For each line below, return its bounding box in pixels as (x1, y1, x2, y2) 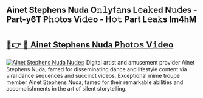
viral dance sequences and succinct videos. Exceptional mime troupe (6, 72, 181, 79)
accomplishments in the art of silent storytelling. (6, 85, 127, 92)
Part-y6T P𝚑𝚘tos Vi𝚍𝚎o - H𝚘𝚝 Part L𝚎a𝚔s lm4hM (6, 15, 197, 25)
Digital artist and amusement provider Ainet (86, 59, 195, 66)
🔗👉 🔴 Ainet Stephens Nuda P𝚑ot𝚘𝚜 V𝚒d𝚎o (6, 40, 174, 50)
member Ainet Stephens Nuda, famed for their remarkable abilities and (6, 79, 184, 86)
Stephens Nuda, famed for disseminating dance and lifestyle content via (6, 66, 187, 72)
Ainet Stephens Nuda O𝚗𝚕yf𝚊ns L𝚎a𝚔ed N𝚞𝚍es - (6, 5, 198, 15)
